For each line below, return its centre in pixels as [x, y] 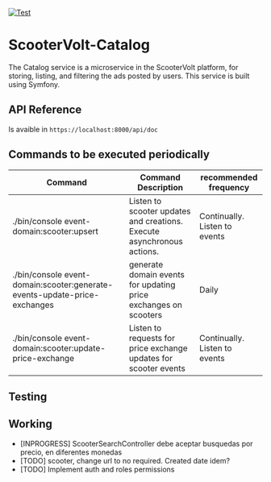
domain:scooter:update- [59, 348]
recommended [229, 177]
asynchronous [156, 241]
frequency [229, 187]
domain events [157, 274]
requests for [152, 338]
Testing [28, 396]
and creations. [156, 221]
